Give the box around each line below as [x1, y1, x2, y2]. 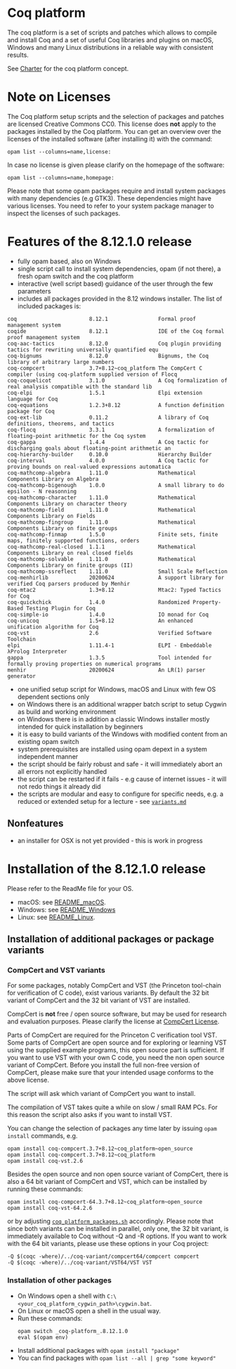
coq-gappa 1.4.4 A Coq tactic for [7, 439, 209, 446]
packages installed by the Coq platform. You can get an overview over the [7, 127, 221, 135]
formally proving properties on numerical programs [7, 660, 162, 667]
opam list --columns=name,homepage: [7, 174, 114, 181]
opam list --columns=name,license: [7, 148, 112, 156]
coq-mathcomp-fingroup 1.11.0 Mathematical [7, 519, 197, 526]
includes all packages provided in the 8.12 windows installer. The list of [17, 294, 223, 303]
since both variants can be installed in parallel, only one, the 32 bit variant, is [7, 1225, 229, 1233]
